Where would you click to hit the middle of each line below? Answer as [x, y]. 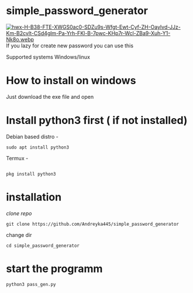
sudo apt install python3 [37, 147]
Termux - [17, 158]
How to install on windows [71, 81]
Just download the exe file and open [50, 96]
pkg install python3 [31, 174]
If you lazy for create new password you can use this [70, 46]
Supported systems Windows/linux [48, 57]
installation [34, 197]
